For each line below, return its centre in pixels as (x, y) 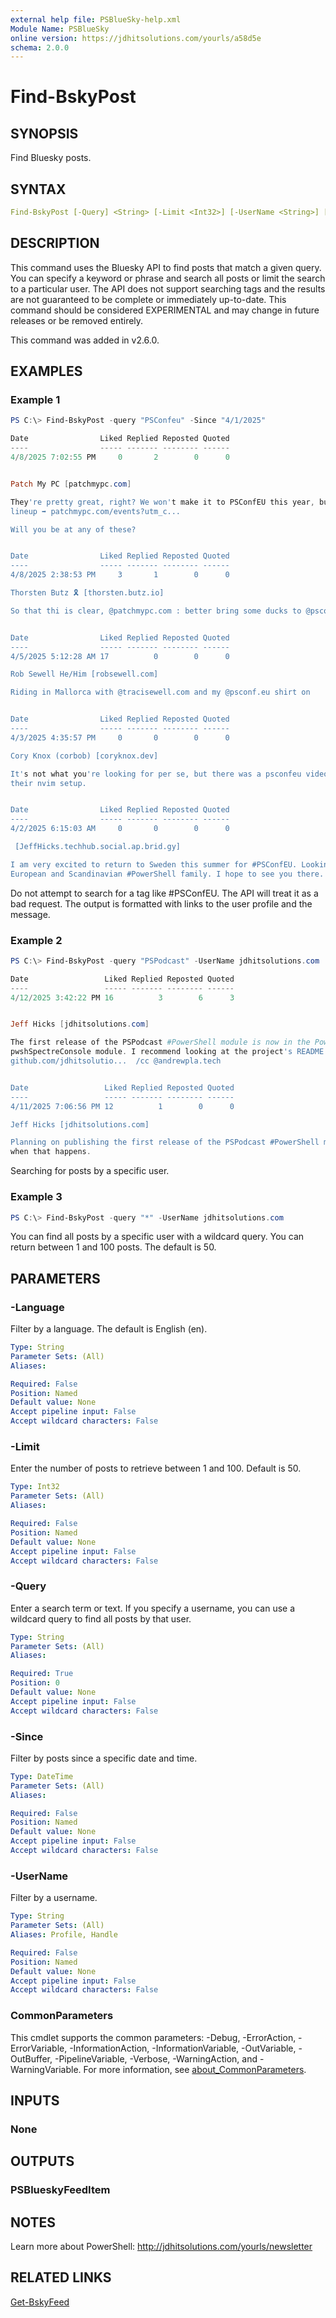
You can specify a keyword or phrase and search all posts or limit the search (168, 278)
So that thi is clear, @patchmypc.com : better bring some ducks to (156, 611)
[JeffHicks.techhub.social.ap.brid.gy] (98, 847)
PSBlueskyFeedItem (60, 2190)
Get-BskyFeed (40, 2302)
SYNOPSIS (44, 133)
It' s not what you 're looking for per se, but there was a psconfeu (156, 774)
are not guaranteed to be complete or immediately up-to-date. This (148, 299)
